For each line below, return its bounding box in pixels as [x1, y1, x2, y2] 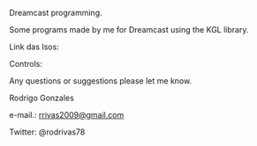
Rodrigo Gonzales [9, 92, 75, 103]
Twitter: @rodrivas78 [9, 127, 86, 137]
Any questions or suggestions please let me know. [9, 76, 193, 86]
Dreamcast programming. [9, 8, 102, 18]
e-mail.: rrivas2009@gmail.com [9, 110, 125, 120]
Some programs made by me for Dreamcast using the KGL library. [9, 25, 249, 34]
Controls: [9, 59, 42, 69]
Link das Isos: [9, 41, 59, 52]
